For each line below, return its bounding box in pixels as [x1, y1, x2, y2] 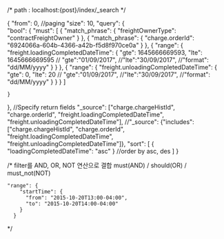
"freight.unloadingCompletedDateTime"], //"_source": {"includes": [7, 118, 194, 126]
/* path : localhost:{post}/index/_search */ [7, 6, 126, 14]
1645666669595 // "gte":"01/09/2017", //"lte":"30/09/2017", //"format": [7, 56, 209, 64]
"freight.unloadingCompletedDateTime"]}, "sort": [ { [7, 140, 154, 147]
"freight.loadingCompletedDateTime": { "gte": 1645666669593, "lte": [7, 48, 203, 56]
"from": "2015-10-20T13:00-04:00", [25, 194, 128, 201]
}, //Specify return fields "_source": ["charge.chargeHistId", [7, 103, 176, 111]
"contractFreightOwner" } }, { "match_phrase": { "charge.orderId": [7, 34, 194, 42]
